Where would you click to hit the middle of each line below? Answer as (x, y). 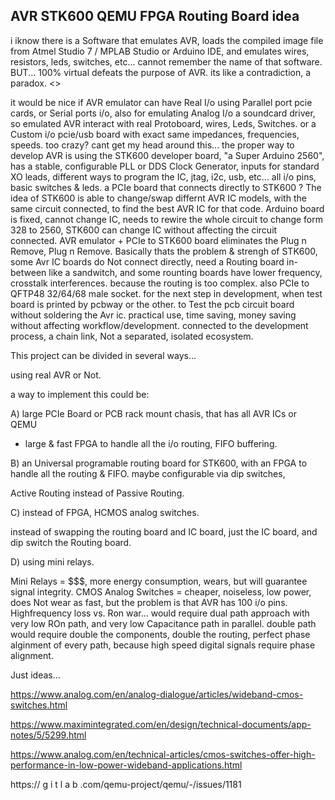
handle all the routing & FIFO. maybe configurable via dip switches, (148, 473)
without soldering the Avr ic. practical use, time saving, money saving (153, 315)
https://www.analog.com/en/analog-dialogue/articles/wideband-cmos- (157, 694)
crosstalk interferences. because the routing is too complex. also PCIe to (160, 283)
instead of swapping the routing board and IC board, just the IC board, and (164, 531)
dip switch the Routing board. (71, 542)
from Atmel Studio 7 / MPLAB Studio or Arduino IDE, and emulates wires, (160, 51)
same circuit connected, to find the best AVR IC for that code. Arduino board (167, 208)
